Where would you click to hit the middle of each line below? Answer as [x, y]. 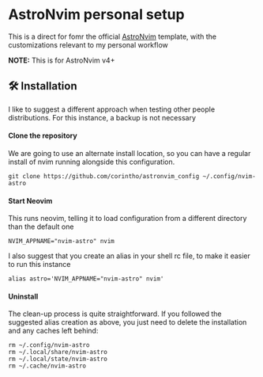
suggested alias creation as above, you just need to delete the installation [128, 322]
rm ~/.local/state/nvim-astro [58, 359]
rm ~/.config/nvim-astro [49, 345]
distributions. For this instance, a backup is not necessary [102, 117]
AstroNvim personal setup [96, 15]
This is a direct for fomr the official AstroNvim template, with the [113, 36]
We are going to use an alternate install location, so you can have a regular [130, 153]
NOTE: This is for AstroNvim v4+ [62, 60]
